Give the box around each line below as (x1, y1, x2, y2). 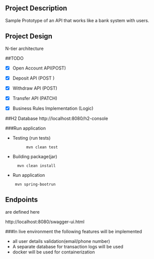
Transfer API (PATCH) (12, 95, 58, 101)
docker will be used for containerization (12, 249, 95, 255)
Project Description (5, 4, 67, 13)
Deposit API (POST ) (12, 75, 55, 81)
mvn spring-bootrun (15, 181, 56, 187)
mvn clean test (26, 145, 58, 150)
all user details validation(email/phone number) (12, 238, 110, 244)
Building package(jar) (12, 153, 57, 159)
